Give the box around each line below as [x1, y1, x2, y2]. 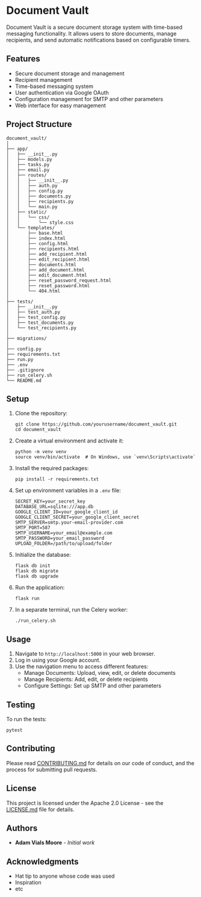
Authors [6, 823, 38, 834]
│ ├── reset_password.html [6, 282, 90, 289]
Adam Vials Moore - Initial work [14, 839, 95, 846]
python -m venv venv [14, 449, 67, 455]
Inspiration [14, 879, 42, 886]
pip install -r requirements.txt [14, 476, 99, 482]
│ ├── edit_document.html [6, 272, 87, 278]
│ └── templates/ [6, 225, 55, 231]
